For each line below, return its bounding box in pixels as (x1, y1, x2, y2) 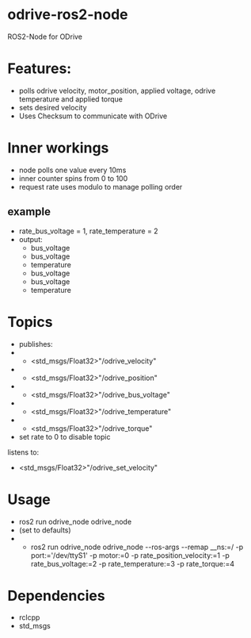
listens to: (7, 447, 40, 457)
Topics (7, 313, 53, 331)
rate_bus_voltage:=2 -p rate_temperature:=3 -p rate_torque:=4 (30, 559, 235, 568)
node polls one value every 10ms (18, 165, 127, 175)
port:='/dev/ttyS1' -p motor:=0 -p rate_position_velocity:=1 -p (30, 550, 230, 560)
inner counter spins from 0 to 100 (18, 173, 128, 183)
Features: (7, 60, 72, 78)
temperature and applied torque (18, 94, 124, 104)
